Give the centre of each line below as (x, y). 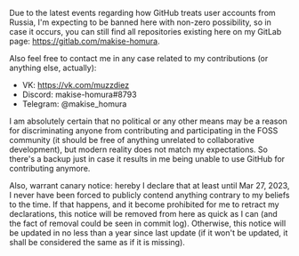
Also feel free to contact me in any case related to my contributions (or (139, 58)
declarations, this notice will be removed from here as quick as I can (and (143, 214)
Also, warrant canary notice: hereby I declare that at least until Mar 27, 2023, (149, 185)
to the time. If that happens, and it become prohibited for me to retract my (144, 204)
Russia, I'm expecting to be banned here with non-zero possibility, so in (140, 22)
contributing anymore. (50, 168)
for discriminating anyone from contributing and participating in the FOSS (144, 131)
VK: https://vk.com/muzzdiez (76, 85)
